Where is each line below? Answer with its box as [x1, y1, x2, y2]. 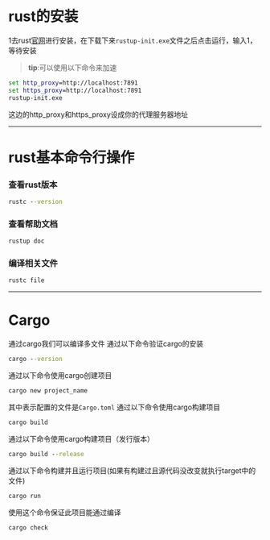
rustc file [8, 276, 45, 285]
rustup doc [8, 237, 45, 246]
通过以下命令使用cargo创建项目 [8, 371, 112, 380]
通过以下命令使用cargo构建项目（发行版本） [8, 434, 155, 443]
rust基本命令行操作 [8, 148, 135, 166]
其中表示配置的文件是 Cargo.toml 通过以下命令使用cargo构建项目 [8, 402, 221, 412]
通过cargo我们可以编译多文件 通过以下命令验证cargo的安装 [8, 339, 203, 349]
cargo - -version [8, 355, 63, 363]
